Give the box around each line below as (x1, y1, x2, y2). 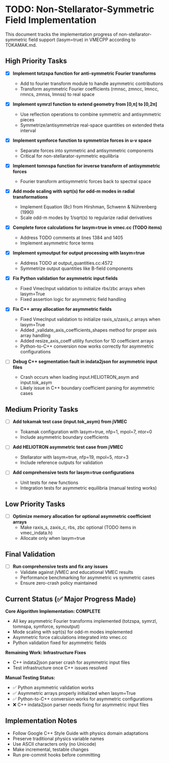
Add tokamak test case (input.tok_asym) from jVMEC (12, 418, 127, 425)
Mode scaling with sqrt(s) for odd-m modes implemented (12, 629, 133, 635)
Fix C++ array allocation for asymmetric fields (12, 306, 112, 312)
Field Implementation (5, 14, 96, 26)
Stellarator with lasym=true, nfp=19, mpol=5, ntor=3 (20, 454, 129, 461)
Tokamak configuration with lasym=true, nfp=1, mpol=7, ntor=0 (20, 429, 152, 435)
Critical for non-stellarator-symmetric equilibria (20, 152, 119, 159)
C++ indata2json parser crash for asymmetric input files (12, 659, 130, 665)
